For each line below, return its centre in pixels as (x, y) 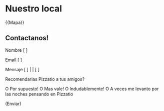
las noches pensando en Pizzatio (39, 94)
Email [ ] (14, 60)
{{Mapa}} (15, 22)
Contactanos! (27, 38)
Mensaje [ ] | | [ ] (22, 69)
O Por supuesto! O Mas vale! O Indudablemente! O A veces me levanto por (82, 89)
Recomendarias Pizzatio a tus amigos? (45, 79)
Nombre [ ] (16, 50)
